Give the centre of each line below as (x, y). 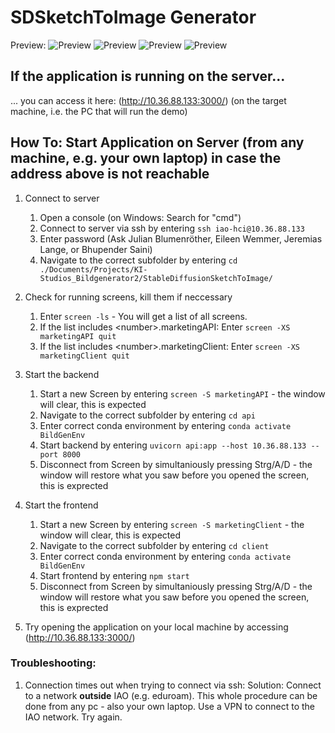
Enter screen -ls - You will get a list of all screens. (143, 316)
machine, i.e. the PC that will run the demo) (99, 111)
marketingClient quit (84, 356)
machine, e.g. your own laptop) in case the (146, 158)
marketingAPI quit (78, 336)
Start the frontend (61, 505)
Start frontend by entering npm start (114, 575)
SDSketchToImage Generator (133, 17)
